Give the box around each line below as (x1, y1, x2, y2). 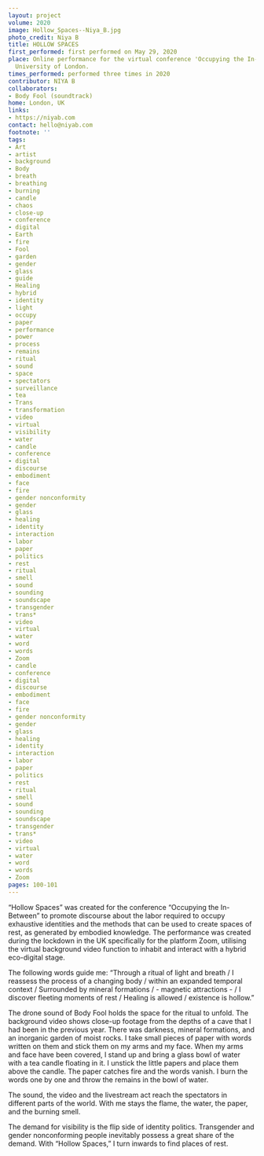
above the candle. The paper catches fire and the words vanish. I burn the (8, 1066, 248, 1076)
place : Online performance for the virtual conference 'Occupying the (8, 56, 244, 64)
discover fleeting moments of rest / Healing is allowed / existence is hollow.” (8, 993, 255, 1002)
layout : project (8, 11, 61, 20)
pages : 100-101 (8, 881, 58, 889)
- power (8, 333, 34, 341)
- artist (8, 150, 37, 158)
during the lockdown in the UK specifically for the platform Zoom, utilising (8, 936, 247, 945)
